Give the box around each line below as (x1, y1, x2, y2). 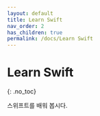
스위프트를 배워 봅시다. (7, 102, 68, 110)
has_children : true (7, 29, 63, 36)
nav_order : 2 (7, 23, 45, 29)
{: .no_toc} (7, 87, 36, 96)
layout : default (7, 10, 53, 17)
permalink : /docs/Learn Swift (7, 35, 94, 42)
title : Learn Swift (7, 16, 63, 23)
